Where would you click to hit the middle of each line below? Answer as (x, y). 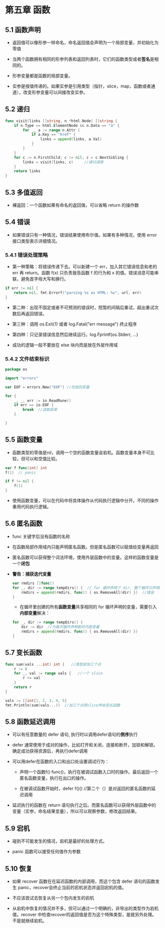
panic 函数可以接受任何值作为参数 (46, 852)
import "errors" (22, 378)
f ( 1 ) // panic (21, 473)
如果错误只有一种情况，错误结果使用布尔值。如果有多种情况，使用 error (84, 235)
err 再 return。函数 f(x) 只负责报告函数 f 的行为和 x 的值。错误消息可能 (83, 273)
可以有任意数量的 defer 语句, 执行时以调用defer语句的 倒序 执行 (75, 734)
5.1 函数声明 (23, 30)
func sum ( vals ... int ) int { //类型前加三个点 (53, 664)
